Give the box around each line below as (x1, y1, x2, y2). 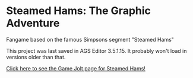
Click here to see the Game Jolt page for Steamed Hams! (6, 65, 145, 72)
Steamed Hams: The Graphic (6, 4, 151, 18)
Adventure (6, 16, 60, 30)
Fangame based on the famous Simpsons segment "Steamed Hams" (6, 36, 174, 43)
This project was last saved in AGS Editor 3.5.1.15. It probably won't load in (6, 47, 187, 54)
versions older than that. (6, 53, 66, 60)
